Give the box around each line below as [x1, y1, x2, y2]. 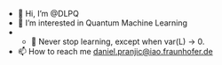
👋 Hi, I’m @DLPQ [17, 9, 80, 18]
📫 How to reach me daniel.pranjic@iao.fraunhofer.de [17, 47, 213, 56]
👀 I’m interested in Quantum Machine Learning [17, 18, 188, 28]
